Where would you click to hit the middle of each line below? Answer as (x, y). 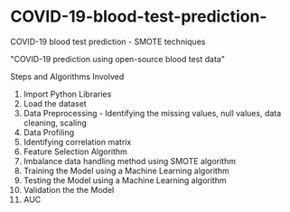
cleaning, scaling (55, 123)
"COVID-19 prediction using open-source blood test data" (117, 59)
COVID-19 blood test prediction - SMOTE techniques (108, 41)
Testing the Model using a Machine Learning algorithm (125, 180)
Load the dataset (55, 103)
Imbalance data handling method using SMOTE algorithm (129, 161)
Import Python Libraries (67, 94)
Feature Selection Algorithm (75, 152)
